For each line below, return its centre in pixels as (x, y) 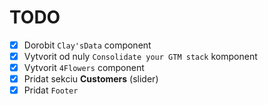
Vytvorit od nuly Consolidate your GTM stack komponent (140, 56)
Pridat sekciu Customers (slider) (91, 79)
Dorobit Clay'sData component (87, 45)
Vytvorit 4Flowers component (84, 68)
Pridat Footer (51, 90)
